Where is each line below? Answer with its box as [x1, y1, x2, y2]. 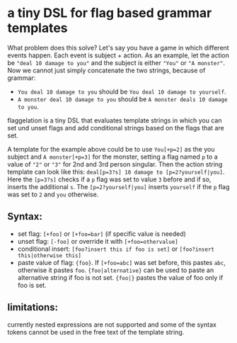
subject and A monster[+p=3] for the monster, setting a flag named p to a [7, 152, 218, 161]
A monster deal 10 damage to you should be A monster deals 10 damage [17, 94, 228, 103]
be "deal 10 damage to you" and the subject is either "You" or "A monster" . [7, 58, 225, 67]
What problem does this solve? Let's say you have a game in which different [7, 43, 229, 52]
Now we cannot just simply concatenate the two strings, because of [7, 66, 206, 74]
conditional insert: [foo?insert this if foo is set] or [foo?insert [17, 244, 214, 253]
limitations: [7, 301, 59, 313]
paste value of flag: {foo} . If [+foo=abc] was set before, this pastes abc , [17, 258, 226, 266]
